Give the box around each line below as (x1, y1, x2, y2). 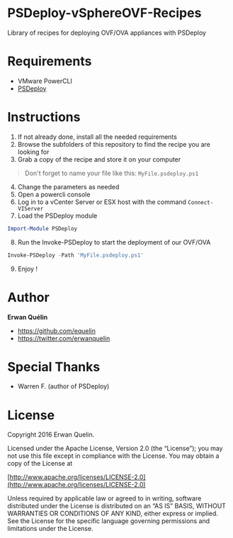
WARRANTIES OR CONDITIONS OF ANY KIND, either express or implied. (7, 509, 218, 518)
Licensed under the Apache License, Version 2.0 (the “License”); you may (7, 444, 223, 453)
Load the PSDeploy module (17, 211, 98, 220)
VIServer (17, 205, 44, 212)
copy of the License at (7, 459, 73, 468)
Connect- (187, 198, 214, 206)
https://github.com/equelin (17, 326, 96, 335)
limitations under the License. (7, 525, 93, 533)
